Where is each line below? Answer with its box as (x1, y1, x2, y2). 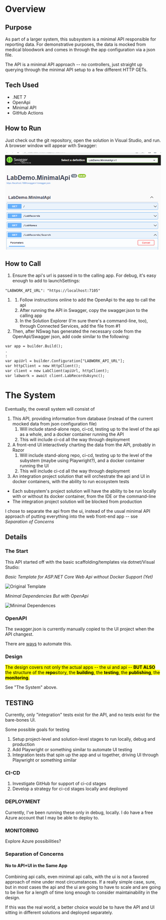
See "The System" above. (5, 685, 58, 690)
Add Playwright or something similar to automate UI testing (12, 747, 132, 753)
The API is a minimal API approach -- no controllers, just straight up (5, 62, 142, 67)
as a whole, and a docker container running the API (19, 431, 124, 437)
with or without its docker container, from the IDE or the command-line (12, 493, 156, 499)
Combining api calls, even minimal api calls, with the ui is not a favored (5, 874, 149, 880)
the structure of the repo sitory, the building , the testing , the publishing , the (5, 670, 161, 676)
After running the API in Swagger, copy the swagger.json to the (19, 307, 148, 313)
